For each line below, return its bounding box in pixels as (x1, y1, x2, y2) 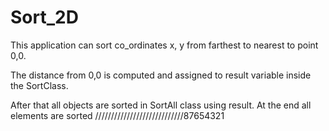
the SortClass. (10, 79, 69, 91)
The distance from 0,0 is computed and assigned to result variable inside (10, 69, 312, 81)
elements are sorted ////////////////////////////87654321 (10, 109, 225, 121)
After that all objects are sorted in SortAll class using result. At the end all (10, 99, 312, 111)
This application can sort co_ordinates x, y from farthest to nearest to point (10, 39, 319, 51)
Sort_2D (10, 6, 79, 29)
